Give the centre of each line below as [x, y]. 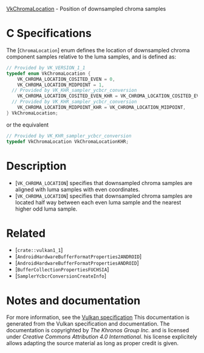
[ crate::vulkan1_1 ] [39, 250]
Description [36, 166]
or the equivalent [28, 125]
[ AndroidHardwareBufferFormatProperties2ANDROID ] [78, 257]
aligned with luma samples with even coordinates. [77, 189]
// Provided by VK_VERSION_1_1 [46, 68]
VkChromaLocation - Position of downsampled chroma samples [86, 9]
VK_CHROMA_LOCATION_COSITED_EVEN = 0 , [66, 79]
